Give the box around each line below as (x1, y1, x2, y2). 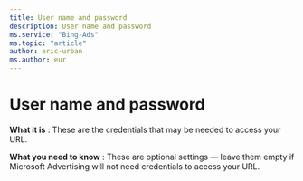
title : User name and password (9, 13, 128, 23)
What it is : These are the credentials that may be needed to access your (9, 124, 281, 135)
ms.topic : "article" (9, 38, 88, 48)
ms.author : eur (9, 55, 67, 64)
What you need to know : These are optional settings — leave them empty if (9, 151, 295, 162)
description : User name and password (9, 22, 152, 31)
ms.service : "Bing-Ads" (9, 30, 99, 39)
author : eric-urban (9, 47, 83, 56)
